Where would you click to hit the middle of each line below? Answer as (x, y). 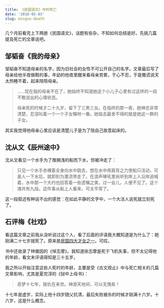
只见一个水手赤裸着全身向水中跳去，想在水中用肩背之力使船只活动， (85, 170)
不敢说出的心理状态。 (38, 98)
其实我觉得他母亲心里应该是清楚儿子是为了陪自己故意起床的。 (67, 130)
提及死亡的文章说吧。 (26, 39)
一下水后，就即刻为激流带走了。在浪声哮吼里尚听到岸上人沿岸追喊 (92, 176)
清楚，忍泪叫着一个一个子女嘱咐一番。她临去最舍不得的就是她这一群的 (88, 114)
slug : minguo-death (25, 19)
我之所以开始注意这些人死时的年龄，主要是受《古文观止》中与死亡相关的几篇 (82, 267)
